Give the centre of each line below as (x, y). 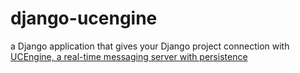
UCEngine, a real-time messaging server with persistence (129, 56)
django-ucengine (84, 18)
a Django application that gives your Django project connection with (150, 46)
